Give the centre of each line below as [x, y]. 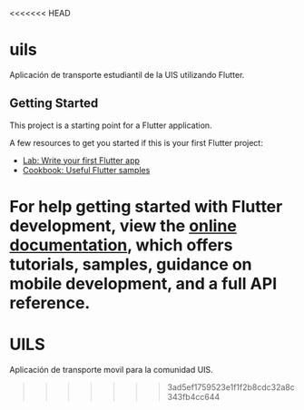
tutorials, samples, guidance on [131, 264]
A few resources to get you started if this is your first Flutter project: [136, 142]
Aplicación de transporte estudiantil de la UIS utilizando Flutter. [127, 74]
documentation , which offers [121, 245]
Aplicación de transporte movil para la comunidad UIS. [111, 369]
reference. [50, 303]
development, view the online [123, 225]
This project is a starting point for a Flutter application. [111, 125]
